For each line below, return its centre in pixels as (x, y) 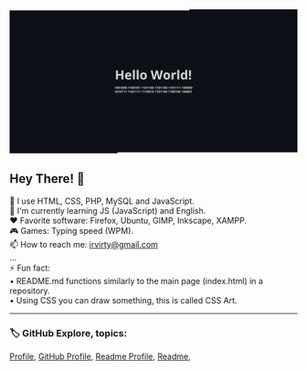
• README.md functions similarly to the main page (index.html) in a (136, 281)
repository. (30, 291)
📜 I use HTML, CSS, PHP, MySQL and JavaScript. (102, 201)
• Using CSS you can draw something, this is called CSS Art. (123, 300)
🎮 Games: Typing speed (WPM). (72, 230)
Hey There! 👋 (47, 179)
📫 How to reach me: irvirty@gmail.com (84, 244)
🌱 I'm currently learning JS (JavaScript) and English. (108, 210)
